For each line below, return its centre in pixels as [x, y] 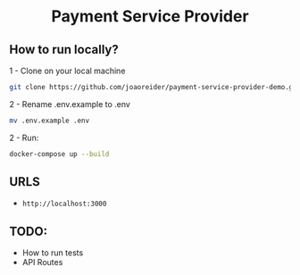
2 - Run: [24, 137]
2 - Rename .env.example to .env [70, 104]
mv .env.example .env [50, 121]
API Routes [42, 262]
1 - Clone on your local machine [67, 71]
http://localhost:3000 [64, 204]
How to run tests [53, 253]
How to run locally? [64, 50]
